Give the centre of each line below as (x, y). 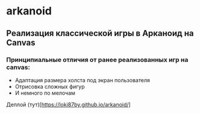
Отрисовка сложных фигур (50, 86)
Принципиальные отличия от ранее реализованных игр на (97, 59)
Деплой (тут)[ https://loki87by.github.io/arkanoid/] (68, 104)
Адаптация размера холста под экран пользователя (83, 80)
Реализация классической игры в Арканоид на (100, 33)
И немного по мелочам (45, 93)
